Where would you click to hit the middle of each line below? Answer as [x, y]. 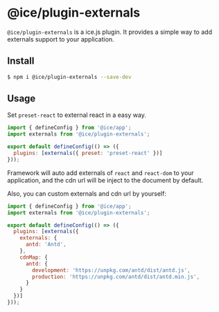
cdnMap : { [34, 257]
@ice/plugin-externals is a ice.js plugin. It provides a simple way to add [110, 32]
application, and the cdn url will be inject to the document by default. [105, 180]
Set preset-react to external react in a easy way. [77, 115]
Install [21, 61]
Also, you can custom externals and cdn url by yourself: [87, 193]
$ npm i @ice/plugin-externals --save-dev [69, 77]
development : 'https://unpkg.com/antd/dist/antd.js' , [111, 270]
